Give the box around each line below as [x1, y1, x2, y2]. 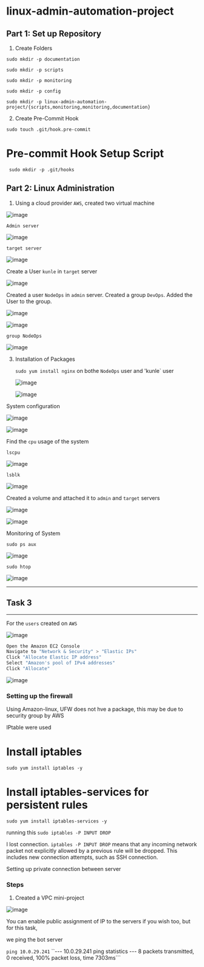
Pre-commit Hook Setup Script [6, 147, 164, 160]
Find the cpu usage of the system [6, 437, 89, 445]
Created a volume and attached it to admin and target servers [6, 494, 160, 502]
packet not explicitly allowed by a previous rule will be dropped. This [6, 847, 178, 855]
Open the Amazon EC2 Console [6, 643, 80, 649]
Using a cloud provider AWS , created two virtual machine [15, 199, 155, 207]
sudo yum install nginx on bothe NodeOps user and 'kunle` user [15, 367, 174, 374]
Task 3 [6, 598, 32, 608]
